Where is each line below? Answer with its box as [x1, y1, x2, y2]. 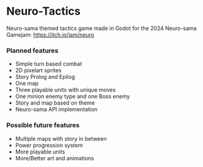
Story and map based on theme [15, 99, 95, 106]
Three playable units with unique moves [15, 86, 116, 94]
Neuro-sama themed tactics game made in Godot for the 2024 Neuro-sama [6, 24, 197, 32]
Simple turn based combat [15, 60, 83, 68]
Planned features [6, 46, 59, 54]
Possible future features [6, 121, 80, 130]
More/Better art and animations [15, 154, 94, 161]
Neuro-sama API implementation [15, 106, 98, 113]
